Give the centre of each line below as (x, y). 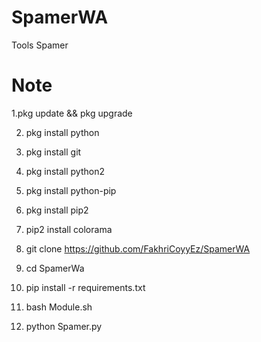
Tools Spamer (40, 45)
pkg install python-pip (71, 190)
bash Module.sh (59, 307)
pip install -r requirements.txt (85, 287)
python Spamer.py (64, 326)
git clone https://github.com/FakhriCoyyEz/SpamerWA (138, 248)
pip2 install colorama (69, 229)
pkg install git (53, 152)
